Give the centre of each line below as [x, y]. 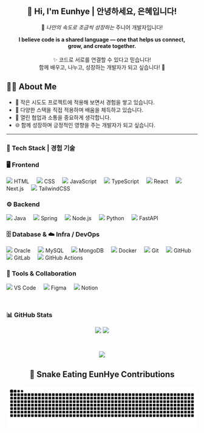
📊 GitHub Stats [29, 314]
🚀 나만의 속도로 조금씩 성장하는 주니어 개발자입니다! [102, 27]
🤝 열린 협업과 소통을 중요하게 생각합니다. [63, 117]
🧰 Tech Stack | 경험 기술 [41, 148]
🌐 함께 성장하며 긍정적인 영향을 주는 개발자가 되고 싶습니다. [85, 125]
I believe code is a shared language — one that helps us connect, [102, 40]
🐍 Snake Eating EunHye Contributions [102, 374]
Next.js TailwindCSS [38, 189]
